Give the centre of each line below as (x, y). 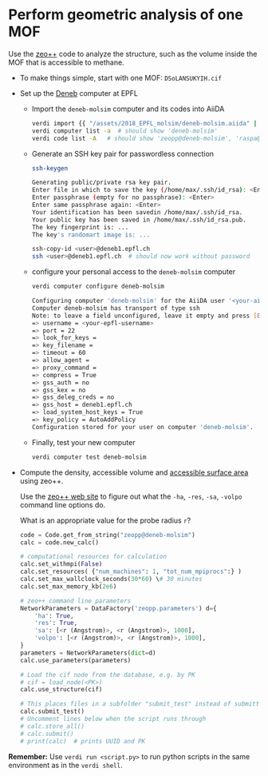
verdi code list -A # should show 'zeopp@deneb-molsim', (132, 138)
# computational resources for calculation (93, 557)
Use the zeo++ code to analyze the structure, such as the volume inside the (133, 54)
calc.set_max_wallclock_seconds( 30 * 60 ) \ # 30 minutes (111, 579)
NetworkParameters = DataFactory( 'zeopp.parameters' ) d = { (118, 608)
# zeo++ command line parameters (75, 601)
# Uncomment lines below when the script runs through (113, 719)
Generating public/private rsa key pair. (101, 183)
